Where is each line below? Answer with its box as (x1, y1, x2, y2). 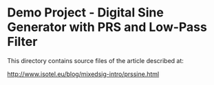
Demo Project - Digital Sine (7, 5, 164, 21)
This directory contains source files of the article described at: (7, 56, 184, 64)
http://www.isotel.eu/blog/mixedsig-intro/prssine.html (7, 70, 160, 78)
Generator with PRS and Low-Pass (7, 19, 208, 35)
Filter (7, 34, 38, 49)
